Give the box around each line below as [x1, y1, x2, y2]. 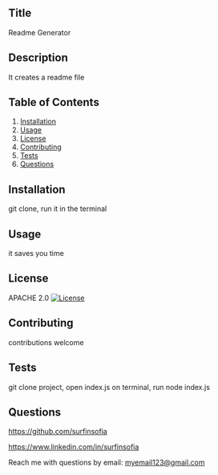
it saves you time [8, 249, 64, 258]
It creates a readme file [8, 72, 85, 82]
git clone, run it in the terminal [8, 204, 107, 213]
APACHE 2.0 [8, 293, 50, 302]
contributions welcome [8, 337, 84, 347]
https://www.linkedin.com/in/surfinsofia [8, 442, 139, 452]
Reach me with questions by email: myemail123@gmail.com [8, 457, 206, 468]
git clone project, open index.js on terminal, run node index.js [8, 382, 211, 392]
